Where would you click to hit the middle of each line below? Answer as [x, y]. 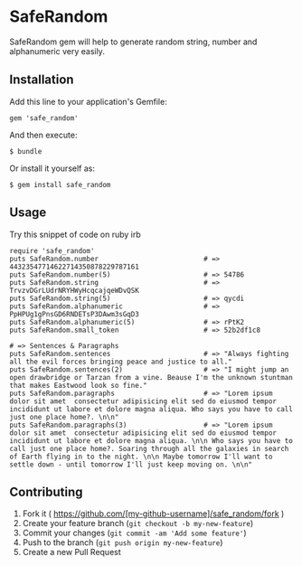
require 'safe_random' [52, 250]
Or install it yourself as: [52, 168]
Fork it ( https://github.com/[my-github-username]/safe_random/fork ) [153, 514]
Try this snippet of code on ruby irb [75, 234]
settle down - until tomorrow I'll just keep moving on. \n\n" [131, 464]
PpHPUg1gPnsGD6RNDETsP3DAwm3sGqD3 [75, 314]
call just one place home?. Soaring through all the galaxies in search [149, 448]
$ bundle [26, 151]
